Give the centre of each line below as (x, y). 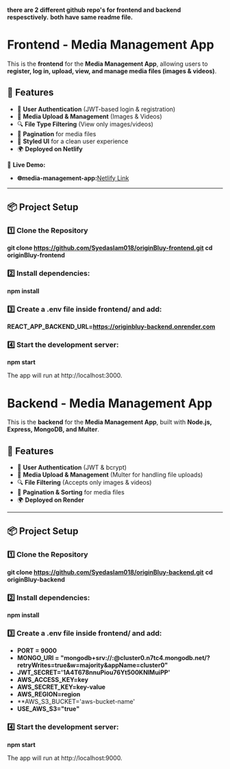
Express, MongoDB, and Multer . (53, 429)
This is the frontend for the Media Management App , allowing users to (107, 64)
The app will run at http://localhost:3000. (65, 375)
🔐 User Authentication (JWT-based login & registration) (96, 109)
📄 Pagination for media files (56, 134)
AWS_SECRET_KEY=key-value (61, 687)
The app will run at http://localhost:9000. (65, 758)
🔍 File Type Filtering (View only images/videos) (85, 124)
